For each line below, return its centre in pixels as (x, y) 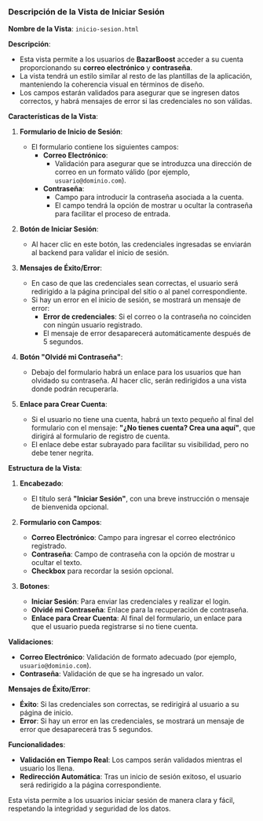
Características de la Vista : (53, 116)
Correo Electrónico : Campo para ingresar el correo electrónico (133, 538)
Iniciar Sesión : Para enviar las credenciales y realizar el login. (131, 601)
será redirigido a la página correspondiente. (90, 785)
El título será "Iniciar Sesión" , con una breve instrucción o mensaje (140, 499)
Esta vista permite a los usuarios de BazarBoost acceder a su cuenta (131, 59)
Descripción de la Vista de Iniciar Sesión (86, 12)
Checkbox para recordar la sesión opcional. (102, 571)
